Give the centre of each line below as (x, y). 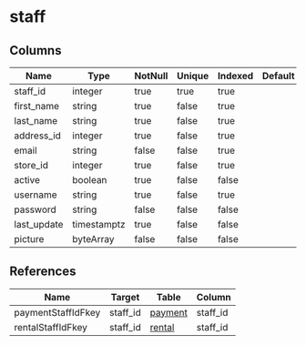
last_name (36, 121)
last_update (39, 224)
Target (125, 297)
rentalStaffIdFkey (51, 327)
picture (29, 239)
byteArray (93, 239)
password (35, 209)
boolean (90, 180)
